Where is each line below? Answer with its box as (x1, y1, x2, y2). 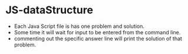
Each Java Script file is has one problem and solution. (14, 23, 145, 30)
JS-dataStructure (5, 3, 94, 17)
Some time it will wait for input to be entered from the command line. (14, 28, 181, 35)
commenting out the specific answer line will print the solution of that (14, 35, 182, 42)
